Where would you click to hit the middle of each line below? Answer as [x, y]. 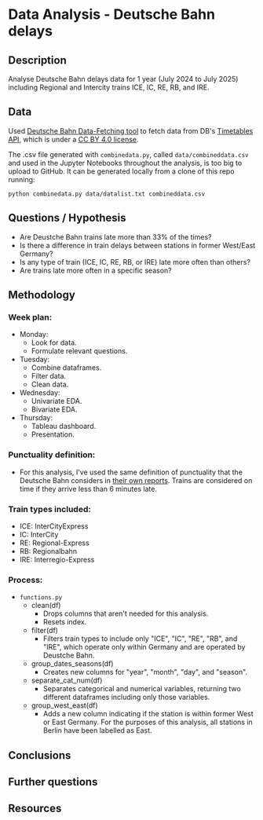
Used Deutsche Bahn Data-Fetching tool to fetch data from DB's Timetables [131, 130]
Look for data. [54, 342]
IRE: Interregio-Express [57, 559]
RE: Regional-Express [55, 543]
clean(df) [46, 606]
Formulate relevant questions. [79, 351]
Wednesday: [40, 393]
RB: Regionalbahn [48, 551]
